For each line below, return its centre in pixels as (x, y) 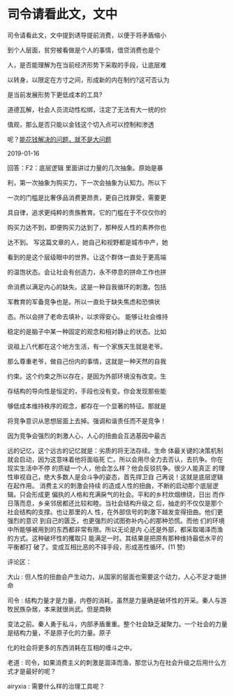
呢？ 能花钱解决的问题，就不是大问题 (59, 139)
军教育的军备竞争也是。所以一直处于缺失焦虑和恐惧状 (84, 301)
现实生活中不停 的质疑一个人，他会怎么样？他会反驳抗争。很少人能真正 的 (113, 468)
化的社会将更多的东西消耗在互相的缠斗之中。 (72, 647)
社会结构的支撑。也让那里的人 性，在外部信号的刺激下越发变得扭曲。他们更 (115, 511)
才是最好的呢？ (35, 671)
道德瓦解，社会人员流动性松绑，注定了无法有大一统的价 (87, 109)
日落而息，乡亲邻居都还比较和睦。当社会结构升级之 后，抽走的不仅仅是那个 (115, 503)
